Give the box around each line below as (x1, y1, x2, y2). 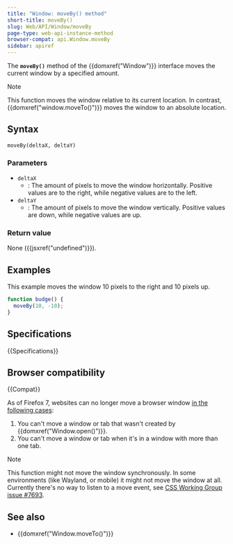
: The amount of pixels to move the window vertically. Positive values (27, 203, 226, 212)
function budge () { (7, 296, 64, 303)
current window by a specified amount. (7, 69, 120, 77)
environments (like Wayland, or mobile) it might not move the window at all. (7, 476, 223, 484)
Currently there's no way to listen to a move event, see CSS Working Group (7, 483, 223, 492)
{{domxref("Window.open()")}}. (17, 427, 108, 435)
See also (7, 511, 45, 522)
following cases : (7, 406, 54, 415)
